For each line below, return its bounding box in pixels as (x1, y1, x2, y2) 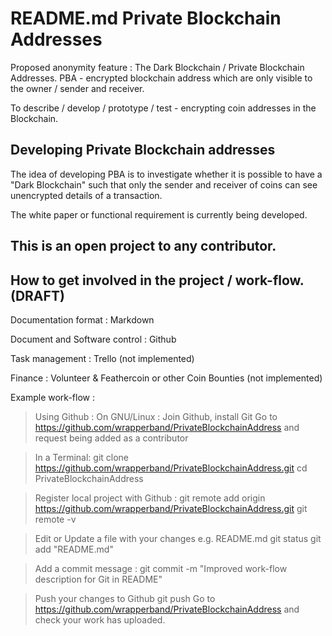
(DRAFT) (10, 287, 65, 304)
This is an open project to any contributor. (10, 238, 277, 255)
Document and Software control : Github (10, 333, 177, 345)
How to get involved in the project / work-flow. (10, 272, 305, 289)
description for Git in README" (34, 573, 163, 585)
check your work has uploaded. (34, 613, 166, 626)
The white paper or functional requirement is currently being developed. (10, 208, 308, 221)
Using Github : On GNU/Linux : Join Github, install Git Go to (34, 410, 278, 422)
